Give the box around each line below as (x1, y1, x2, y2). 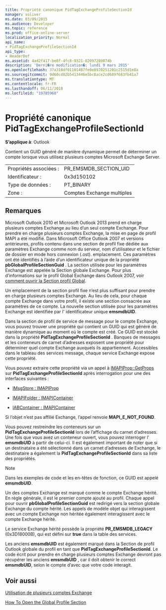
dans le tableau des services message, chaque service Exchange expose (5, 350, 155, 356)
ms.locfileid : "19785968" (5, 91, 58, 96)
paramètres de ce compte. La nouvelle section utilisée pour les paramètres (5, 303, 158, 309)
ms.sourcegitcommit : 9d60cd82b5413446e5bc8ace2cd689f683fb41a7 (5, 72, 139, 77)
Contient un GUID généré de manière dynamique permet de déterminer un (5, 149, 157, 155)
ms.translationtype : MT (5, 77, 55, 82)
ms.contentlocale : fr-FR (5, 81, 56, 86)
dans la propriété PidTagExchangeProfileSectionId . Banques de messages (5, 334, 161, 340)
